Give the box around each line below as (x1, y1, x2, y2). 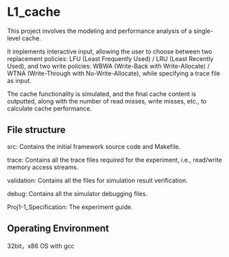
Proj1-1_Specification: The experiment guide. (7, 203, 133, 211)
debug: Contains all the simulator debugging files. (7, 189, 148, 197)
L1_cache (7, 4, 61, 20)
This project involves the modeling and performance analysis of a (7, 27, 192, 35)
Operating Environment (7, 223, 110, 234)
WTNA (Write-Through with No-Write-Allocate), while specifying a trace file (7, 69, 221, 77)
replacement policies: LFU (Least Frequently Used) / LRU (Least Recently (7, 54, 214, 62)
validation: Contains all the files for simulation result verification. (7, 176, 189, 184)
